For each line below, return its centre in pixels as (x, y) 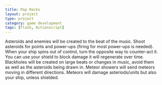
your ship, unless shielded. (32, 78)
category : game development (34, 23)
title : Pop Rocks (23, 9)
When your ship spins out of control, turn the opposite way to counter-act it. (81, 52)
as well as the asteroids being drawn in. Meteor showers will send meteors (80, 67)
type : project (20, 18)
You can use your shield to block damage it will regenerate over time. (74, 57)
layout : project (21, 14)
